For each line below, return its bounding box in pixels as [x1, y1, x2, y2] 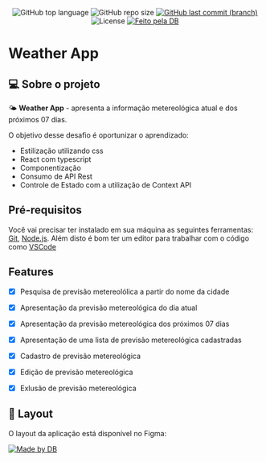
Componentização [19, 163, 82, 172]
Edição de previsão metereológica [19, 367, 133, 377]
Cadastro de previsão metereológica [19, 351, 141, 361]
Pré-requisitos [8, 204, 83, 217]
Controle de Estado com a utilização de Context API [19, 180, 192, 189]
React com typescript [19, 155, 92, 164]
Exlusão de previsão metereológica [19, 383, 137, 393]
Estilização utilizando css [19, 146, 104, 155]
